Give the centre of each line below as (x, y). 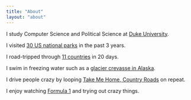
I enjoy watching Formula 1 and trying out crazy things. (73, 91)
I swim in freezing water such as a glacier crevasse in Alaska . (81, 68)
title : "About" (25, 11)
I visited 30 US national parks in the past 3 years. (66, 45)
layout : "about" (26, 17)
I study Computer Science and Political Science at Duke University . (88, 34)
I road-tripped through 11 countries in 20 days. (63, 56)
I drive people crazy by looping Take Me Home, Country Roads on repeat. (96, 79)
